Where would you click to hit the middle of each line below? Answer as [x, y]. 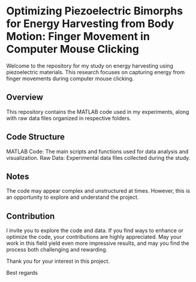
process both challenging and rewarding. [57, 250]
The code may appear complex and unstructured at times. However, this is [98, 191]
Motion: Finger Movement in [78, 37]
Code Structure [35, 137]
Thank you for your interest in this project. [58, 261]
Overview [25, 97]
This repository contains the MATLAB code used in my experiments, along [98, 111]
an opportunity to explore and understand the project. [73, 197]
